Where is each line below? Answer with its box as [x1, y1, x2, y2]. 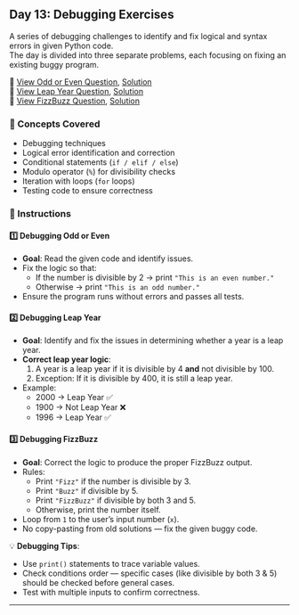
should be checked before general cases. [21, 577, 175, 587]
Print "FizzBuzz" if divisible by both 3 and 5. [35, 495, 197, 505]
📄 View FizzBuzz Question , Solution [9, 95, 141, 106]
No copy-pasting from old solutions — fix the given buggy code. [21, 523, 258, 534]
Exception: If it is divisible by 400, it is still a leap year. [35, 373, 233, 384]
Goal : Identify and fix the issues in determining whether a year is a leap [21, 335, 284, 346]
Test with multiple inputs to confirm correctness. [21, 586, 200, 597]
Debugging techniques [21, 138, 107, 149]
